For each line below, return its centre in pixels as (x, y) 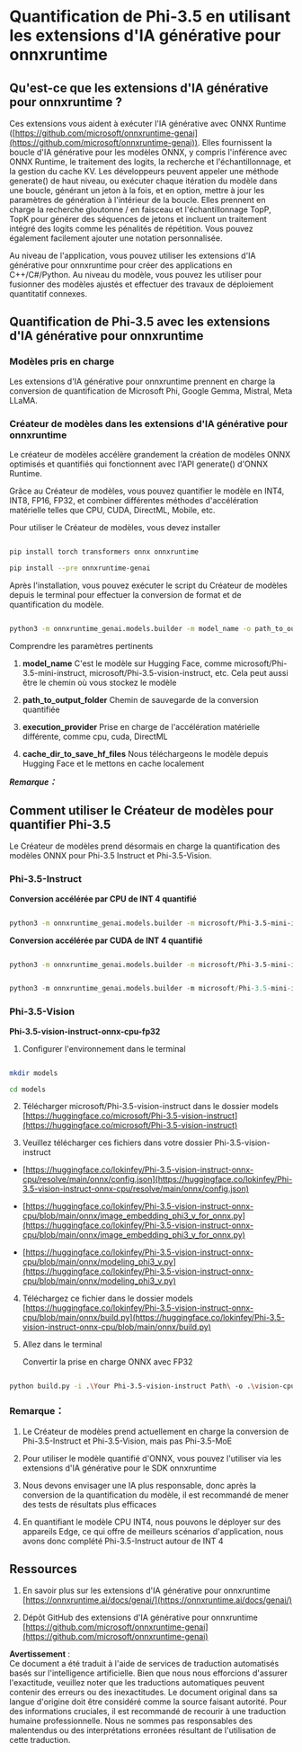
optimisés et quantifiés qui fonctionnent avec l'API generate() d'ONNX (138, 464)
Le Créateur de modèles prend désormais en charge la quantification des (145, 846)
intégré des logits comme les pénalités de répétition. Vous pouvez (131, 228)
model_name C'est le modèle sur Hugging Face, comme (127, 663)
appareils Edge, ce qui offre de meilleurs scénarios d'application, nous (153, 1531)
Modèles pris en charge (62, 361)
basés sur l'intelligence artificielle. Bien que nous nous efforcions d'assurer (148, 1673)
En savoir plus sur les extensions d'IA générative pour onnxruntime (147, 1591)
